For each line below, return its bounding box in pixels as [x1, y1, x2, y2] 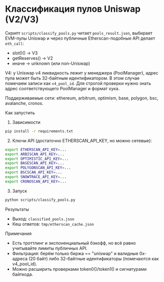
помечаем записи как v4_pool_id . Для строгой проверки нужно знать [5, 80, 151, 86]
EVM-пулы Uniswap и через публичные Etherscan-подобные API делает [5, 35, 155, 41]
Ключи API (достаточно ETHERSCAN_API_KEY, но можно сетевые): [12, 137, 152, 143]
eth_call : [5, 40, 24, 46]
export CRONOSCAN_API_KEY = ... [5, 179, 67, 184]
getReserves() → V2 [12, 55, 53, 61]
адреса [12, 256, 28, 261]
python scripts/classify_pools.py [5, 197, 76, 202]
